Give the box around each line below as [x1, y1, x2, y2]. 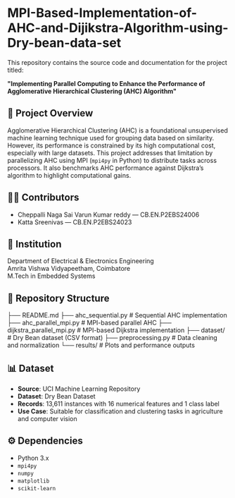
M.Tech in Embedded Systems [7, 272, 96, 280]
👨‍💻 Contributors [7, 192, 80, 204]
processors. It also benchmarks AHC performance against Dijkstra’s [7, 164, 204, 172]
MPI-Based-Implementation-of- [7, 5, 198, 21]
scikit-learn [17, 485, 56, 492]
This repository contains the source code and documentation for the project [7, 58, 227, 66]
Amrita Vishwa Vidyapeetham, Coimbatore [7, 265, 131, 273]
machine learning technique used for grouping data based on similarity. [7, 133, 215, 142]
